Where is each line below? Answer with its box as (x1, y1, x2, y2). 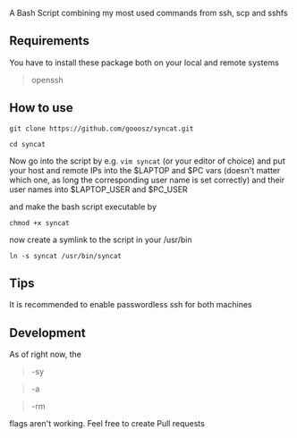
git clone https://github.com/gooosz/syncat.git (9, 124, 194, 133)
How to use (9, 100, 73, 115)
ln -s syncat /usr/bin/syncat (9, 251, 123, 260)
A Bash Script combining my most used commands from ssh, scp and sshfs (9, 8, 288, 18)
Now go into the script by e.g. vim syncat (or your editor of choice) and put (9, 156, 285, 166)
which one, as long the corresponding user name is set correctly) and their (9, 174, 285, 185)
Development (9, 325, 87, 341)
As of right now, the (9, 349, 82, 360)
